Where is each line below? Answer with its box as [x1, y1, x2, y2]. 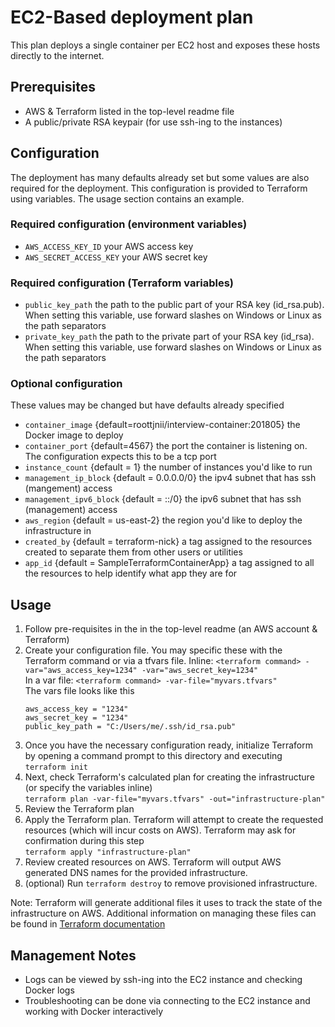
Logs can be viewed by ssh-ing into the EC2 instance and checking [24, 974, 303, 986]
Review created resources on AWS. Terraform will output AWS [24, 856, 282, 868]
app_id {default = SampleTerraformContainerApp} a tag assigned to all [24, 557, 315, 569]
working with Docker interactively [24, 1006, 164, 1018]
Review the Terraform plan [24, 803, 135, 815]
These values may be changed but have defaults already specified [10, 399, 285, 411]
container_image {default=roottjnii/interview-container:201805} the [24, 419, 301, 431]
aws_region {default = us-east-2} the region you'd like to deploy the [24, 514, 303, 526]
